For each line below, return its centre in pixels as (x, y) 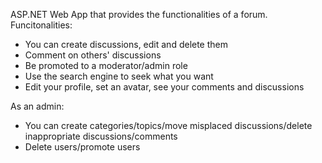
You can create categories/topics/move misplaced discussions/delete (168, 125)
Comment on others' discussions (93, 55)
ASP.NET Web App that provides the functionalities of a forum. (139, 14)
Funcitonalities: (41, 25)
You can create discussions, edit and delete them (126, 44)
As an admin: (37, 106)
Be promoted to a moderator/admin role (106, 65)
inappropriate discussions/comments (101, 136)
